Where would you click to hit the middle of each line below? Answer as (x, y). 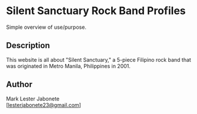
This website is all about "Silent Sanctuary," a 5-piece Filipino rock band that (98, 59)
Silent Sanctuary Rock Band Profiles (96, 11)
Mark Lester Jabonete (33, 99)
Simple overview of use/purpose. (46, 27)
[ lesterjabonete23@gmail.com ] (44, 105)
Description (28, 46)
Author (19, 84)
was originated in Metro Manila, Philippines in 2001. (69, 66)
